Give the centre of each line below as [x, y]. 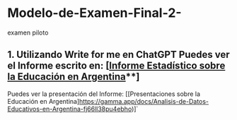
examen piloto [28, 32]
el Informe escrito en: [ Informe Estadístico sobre [116, 66]
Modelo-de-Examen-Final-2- [94, 13]
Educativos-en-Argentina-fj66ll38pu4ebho [70, 109]
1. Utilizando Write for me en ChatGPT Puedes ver [118, 55]
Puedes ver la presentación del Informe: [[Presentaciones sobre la [104, 94]
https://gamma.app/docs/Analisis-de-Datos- [144, 101]
